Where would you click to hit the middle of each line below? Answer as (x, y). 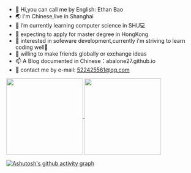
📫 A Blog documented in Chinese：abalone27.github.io (85, 61)
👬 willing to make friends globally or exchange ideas (81, 54)
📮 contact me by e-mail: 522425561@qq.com (72, 70)
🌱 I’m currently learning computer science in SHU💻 (80, 25)
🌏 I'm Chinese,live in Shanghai (54, 16)
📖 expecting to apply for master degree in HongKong (82, 34)
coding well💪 (32, 47)
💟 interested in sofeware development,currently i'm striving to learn (100, 41)
